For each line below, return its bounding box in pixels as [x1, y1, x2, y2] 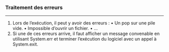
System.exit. [12, 41, 39, 47]
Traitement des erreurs [5, 4, 63, 11]
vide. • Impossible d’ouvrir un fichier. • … [12, 25, 98, 31]
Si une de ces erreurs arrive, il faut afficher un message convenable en [12, 30, 160, 36]
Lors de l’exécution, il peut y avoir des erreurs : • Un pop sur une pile [12, 20, 155, 26]
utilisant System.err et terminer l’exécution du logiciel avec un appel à [12, 36, 157, 42]
